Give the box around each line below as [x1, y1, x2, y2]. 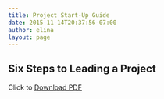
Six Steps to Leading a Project [8, 62, 156, 75]
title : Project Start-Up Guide [8, 11, 110, 19]
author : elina [8, 26, 55, 34]
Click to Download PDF [8, 83, 82, 92]
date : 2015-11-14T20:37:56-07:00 [8, 19, 117, 27]
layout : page [8, 33, 51, 41]
